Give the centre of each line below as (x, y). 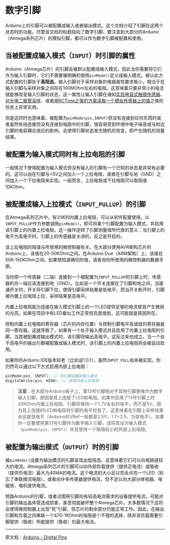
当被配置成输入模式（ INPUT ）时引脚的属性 (70, 56)
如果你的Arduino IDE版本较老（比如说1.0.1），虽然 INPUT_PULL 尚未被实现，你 (83, 360)
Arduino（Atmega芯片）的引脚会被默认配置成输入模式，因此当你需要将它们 (83, 69)
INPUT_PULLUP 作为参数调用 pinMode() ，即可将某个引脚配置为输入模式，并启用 (84, 223)
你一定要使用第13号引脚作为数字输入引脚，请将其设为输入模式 (82, 423)
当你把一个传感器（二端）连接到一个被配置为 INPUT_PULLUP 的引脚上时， (79, 277)
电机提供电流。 (34, 485)
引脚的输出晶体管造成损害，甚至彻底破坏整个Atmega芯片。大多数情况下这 (82, 502)
